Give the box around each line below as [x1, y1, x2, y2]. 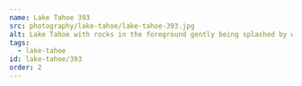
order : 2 [9, 64, 42, 73]
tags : [9, 38, 30, 47]
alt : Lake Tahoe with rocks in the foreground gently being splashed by [9, 30, 288, 39]
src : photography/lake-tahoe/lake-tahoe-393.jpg [9, 21, 195, 30]
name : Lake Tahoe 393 [9, 13, 91, 22]
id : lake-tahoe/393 [9, 55, 83, 64]
